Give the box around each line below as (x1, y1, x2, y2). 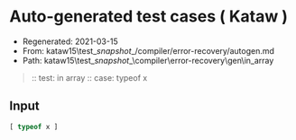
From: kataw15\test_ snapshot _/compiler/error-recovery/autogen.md (22, 45, 275, 56)
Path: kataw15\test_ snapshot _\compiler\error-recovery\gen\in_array (22, 55, 274, 66)
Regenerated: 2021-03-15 (22, 36, 119, 47)
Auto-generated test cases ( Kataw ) (9, 6, 289, 27)
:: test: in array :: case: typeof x (31, 72, 148, 83)
